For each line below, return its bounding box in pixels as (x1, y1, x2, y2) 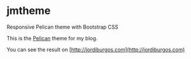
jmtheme (6, 4, 51, 18)
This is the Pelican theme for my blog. (6, 34, 98, 41)
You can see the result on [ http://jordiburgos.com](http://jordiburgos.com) (6, 46, 185, 53)
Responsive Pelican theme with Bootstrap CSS (6, 23, 119, 30)
